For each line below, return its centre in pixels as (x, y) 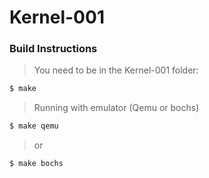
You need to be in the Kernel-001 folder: (116, 70)
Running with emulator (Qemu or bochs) (116, 108)
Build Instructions (53, 49)
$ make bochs (36, 164)
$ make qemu (34, 126)
